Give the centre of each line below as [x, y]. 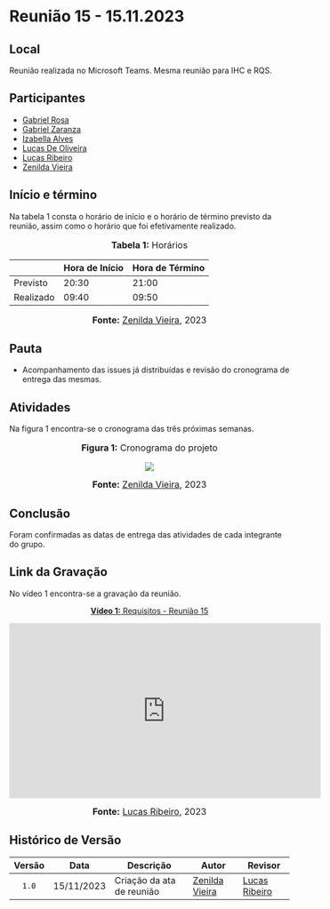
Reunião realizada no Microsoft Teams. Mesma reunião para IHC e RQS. [141, 70]
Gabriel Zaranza [52, 129]
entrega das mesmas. [62, 379]
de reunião [137, 891]
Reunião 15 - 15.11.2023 [97, 16]
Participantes [48, 98]
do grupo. [28, 545]
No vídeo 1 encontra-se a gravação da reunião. [95, 594]
